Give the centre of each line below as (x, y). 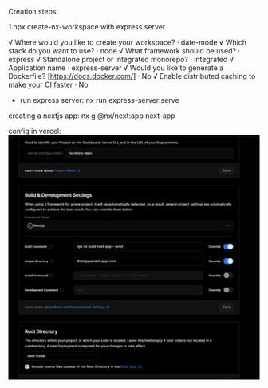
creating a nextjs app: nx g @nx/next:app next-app (92, 116)
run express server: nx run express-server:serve (99, 100)
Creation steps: (33, 12)
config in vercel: (35, 131)
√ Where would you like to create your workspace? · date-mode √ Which (128, 42)
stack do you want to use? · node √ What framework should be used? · (124, 51)
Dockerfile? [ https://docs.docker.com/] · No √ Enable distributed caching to (132, 76)
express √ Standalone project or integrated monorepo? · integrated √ (121, 59)
